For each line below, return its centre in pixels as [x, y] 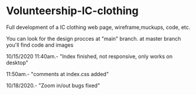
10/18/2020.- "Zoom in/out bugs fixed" [53, 85]
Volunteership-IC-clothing [72, 11]
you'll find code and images [40, 45]
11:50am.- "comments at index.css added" [58, 74]
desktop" [17, 63]
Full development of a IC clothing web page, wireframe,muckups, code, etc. [98, 27]
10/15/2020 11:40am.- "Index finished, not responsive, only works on [89, 56]
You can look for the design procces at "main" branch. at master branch [94, 38]
